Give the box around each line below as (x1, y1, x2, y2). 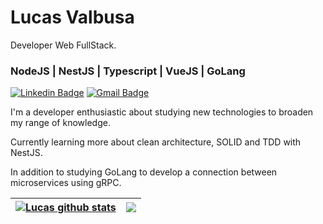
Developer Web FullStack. (10, 39, 117, 51)
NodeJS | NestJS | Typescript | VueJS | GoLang (10, 64, 246, 78)
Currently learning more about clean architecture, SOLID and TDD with (10, 136, 302, 148)
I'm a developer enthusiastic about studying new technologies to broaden (10, 106, 314, 118)
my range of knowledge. (10, 117, 111, 129)
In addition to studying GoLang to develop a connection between (10, 166, 278, 178)
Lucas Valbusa (10, 6, 135, 29)
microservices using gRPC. (10, 177, 122, 189)
